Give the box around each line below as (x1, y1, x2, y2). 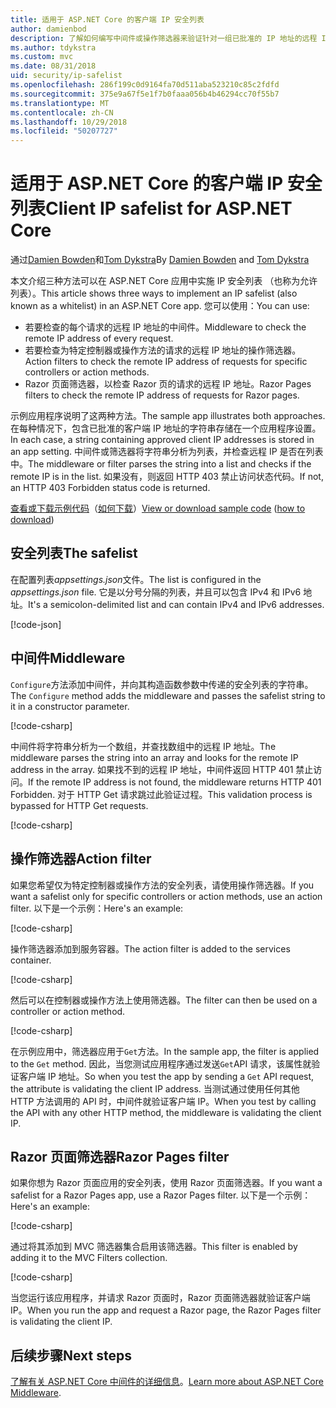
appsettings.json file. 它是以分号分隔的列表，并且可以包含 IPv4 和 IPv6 (10, 586, 302, 598)
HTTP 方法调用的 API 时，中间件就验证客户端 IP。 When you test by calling (10, 1095, 317, 1107)
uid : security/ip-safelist (10, 71, 123, 81)
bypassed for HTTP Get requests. (10, 799, 149, 811)
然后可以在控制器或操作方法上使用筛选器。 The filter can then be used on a (10, 994, 318, 1006)
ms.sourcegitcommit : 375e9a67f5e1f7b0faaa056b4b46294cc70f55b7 (10, 89, 280, 99)
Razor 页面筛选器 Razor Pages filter (10, 1148, 230, 1165)
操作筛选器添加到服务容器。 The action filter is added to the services (10, 942, 291, 955)
